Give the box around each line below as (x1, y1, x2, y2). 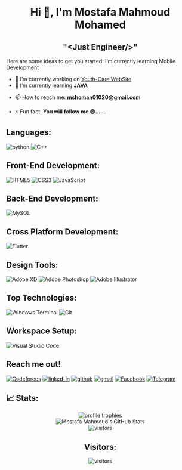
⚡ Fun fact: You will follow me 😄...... (14, 108, 106, 115)
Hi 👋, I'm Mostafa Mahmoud (30, 5, 171, 19)
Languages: (6, 128, 52, 138)
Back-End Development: (6, 194, 98, 204)
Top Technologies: (6, 293, 77, 303)
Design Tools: (6, 259, 58, 270)
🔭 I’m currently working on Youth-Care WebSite (14, 76, 132, 82)
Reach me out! (6, 359, 61, 369)
